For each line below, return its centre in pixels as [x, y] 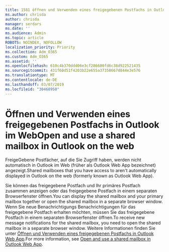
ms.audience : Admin [26, 33]
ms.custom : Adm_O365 [27, 56]
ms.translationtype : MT [30, 75]
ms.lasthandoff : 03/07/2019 [35, 84]
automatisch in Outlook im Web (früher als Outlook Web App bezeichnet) [80, 165]
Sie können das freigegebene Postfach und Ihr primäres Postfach [73, 186]
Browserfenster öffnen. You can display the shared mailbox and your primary [84, 196]
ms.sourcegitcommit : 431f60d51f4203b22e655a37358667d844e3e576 [73, 71]
